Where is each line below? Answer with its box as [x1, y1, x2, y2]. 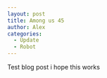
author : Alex [7, 23, 46, 30]
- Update [13, 37, 39, 44]
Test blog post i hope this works [7, 63, 101, 71]
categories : [7, 30, 42, 38]
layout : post [7, 10, 46, 18]
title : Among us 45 [7, 17, 65, 24]
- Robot [13, 43, 37, 50]
